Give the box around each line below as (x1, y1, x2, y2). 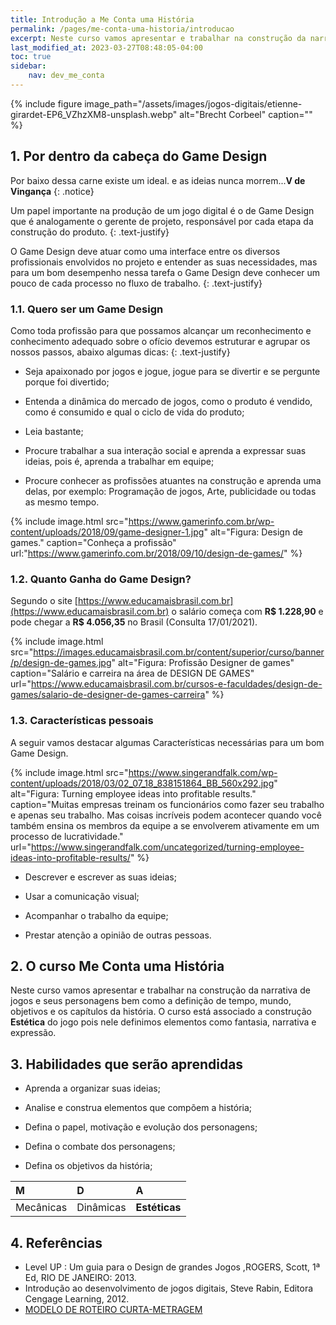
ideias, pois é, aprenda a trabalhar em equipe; (24, 455, 215, 467)
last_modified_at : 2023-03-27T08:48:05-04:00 (10, 42, 203, 53)
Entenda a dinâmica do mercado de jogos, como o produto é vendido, (24, 395, 313, 407)
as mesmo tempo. (24, 496, 100, 508)
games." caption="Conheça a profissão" (10, 536, 177, 548)
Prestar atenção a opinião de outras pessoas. (24, 929, 212, 941)
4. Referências (10, 1234, 103, 1251)
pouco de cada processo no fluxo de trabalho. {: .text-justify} (10, 277, 263, 289)
